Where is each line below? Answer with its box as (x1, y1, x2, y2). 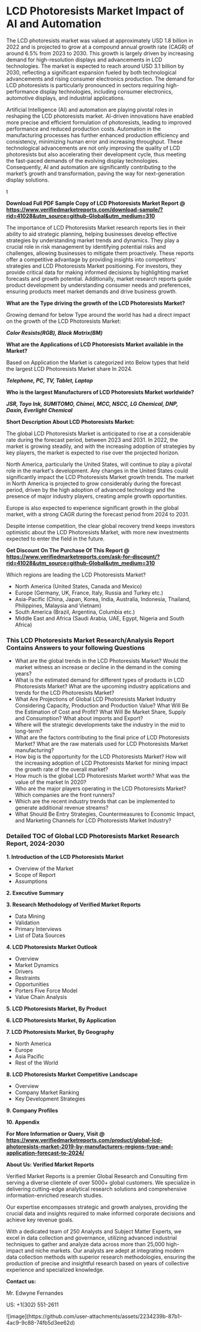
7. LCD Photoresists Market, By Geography (6, 1028, 115, 1035)
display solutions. (6, 176, 50, 183)
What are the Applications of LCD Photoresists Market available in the (6, 341, 184, 348)
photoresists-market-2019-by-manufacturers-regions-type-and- (6, 1143, 173, 1150)
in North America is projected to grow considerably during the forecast (6, 480, 181, 487)
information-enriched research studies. (6, 1191, 103, 1199)
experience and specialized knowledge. (6, 1266, 105, 1273)
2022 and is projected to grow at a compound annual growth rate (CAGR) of (6, 43, 194, 50)
